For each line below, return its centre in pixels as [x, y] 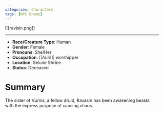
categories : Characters [29, 9]
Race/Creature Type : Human [41, 42]
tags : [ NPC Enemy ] [24, 14]
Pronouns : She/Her [32, 52]
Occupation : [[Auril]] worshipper [45, 57]
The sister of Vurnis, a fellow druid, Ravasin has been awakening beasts [77, 100]
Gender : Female [28, 47]
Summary [25, 87]
